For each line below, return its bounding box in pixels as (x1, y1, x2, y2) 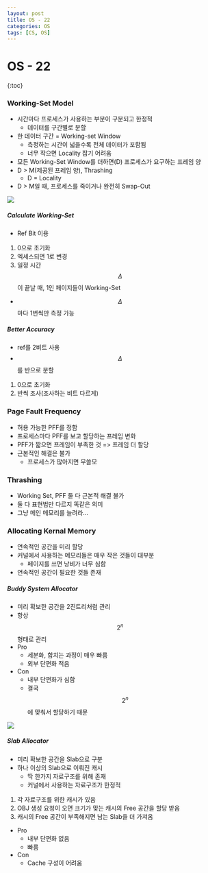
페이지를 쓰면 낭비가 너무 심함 (27, 560, 106, 568)
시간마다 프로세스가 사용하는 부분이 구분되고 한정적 (16, 115, 153, 123)
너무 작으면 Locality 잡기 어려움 (27, 149, 112, 158)
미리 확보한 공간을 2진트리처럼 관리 (16, 603, 111, 611)
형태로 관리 (16, 635, 47, 643)
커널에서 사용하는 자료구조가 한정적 (27, 780, 121, 789)
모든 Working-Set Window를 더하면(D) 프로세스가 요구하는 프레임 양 (16, 158, 202, 166)
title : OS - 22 (7, 16, 51, 23)
